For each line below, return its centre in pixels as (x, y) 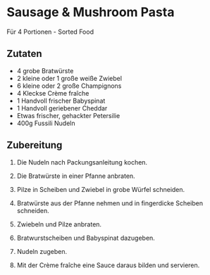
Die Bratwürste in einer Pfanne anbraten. (76, 176)
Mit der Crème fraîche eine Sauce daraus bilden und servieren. (108, 265)
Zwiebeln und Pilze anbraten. (59, 224)
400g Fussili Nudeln (46, 123)
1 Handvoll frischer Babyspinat (61, 101)
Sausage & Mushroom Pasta (91, 12)
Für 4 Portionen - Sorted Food (50, 32)
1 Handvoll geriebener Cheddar (62, 108)
